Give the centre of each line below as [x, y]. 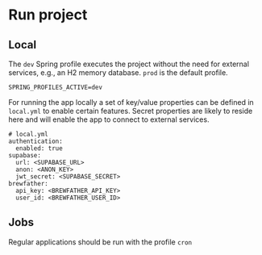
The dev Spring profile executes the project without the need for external [129, 64]
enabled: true [39, 148]
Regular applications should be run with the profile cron [100, 242]
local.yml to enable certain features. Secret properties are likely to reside [131, 111]
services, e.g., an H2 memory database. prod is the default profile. [118, 73]
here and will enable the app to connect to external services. [109, 119]
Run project [48, 15]
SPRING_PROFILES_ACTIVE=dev [56, 87]
